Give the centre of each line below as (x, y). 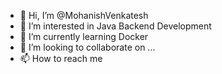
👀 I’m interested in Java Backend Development (115, 26)
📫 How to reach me (61, 58)
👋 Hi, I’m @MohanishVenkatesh (84, 15)
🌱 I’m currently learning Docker (84, 36)
